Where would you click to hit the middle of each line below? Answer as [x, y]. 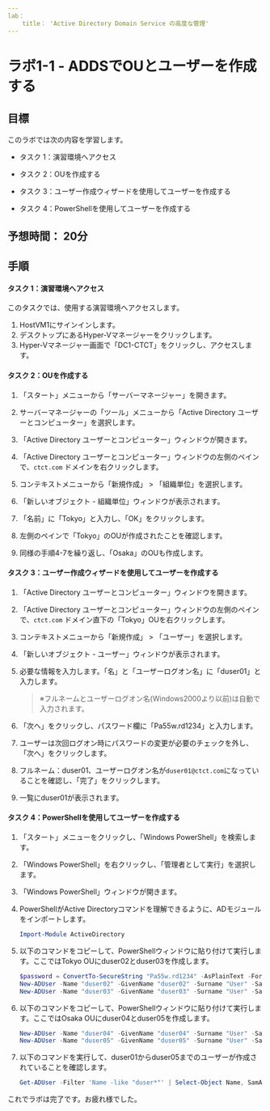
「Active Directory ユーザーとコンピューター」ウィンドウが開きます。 [135, 439]
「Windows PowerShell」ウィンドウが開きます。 [100, 892]
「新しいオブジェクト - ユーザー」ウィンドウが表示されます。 [122, 654]
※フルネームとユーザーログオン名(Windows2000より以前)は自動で [150, 698]
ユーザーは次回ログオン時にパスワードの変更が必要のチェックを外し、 [136, 743]
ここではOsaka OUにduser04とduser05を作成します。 [123, 1018]
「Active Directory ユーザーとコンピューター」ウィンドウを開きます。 [135, 592]
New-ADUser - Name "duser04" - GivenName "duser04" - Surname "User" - [137, 1033]
